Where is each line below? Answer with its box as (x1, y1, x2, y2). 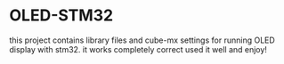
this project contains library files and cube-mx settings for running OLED (9, 35, 276, 45)
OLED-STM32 (9, 5, 114, 26)
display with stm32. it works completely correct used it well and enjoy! (9, 44, 267, 54)
